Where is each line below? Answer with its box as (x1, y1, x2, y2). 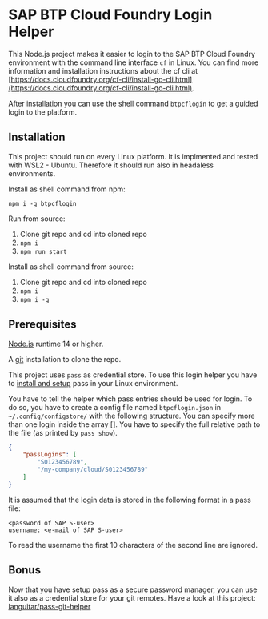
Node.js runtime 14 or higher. (8, 339, 104, 348)
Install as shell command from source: (8, 262, 134, 271)
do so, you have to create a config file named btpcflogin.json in (8, 402, 222, 412)
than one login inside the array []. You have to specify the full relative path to (8, 419, 261, 429)
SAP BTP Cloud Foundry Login (8, 6, 213, 24)
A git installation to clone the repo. (8, 354, 122, 364)
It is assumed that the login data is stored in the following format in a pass (8, 495, 252, 504)
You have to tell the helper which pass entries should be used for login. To (8, 394, 253, 404)
